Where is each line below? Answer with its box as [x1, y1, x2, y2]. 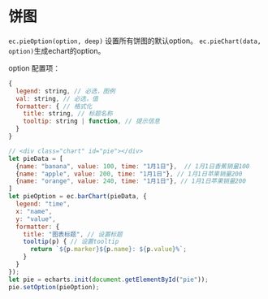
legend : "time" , [15, 200, 71, 208]
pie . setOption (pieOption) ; [8, 283, 100, 291]
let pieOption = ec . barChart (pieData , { [8, 193, 148, 201]
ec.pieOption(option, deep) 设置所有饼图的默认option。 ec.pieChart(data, [8, 36, 262, 45]
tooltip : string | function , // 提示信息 [23, 117, 161, 126]
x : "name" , [15, 207, 53, 215]
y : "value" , [15, 214, 57, 223]
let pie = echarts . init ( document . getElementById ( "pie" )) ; [8, 275, 209, 284]
